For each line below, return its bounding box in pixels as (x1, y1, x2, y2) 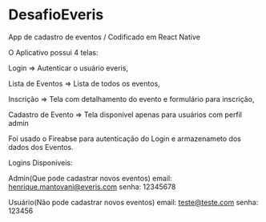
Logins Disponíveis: (8, 158, 73, 168)
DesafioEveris (8, 6, 104, 24)
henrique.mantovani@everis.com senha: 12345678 (8, 182, 176, 192)
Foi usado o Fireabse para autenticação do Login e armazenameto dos (8, 134, 242, 143)
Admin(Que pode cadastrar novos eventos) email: (8, 173, 172, 183)
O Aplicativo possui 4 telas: (8, 47, 99, 57)
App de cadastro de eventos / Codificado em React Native (8, 32, 200, 42)
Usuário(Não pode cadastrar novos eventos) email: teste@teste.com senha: (8, 197, 259, 207)
